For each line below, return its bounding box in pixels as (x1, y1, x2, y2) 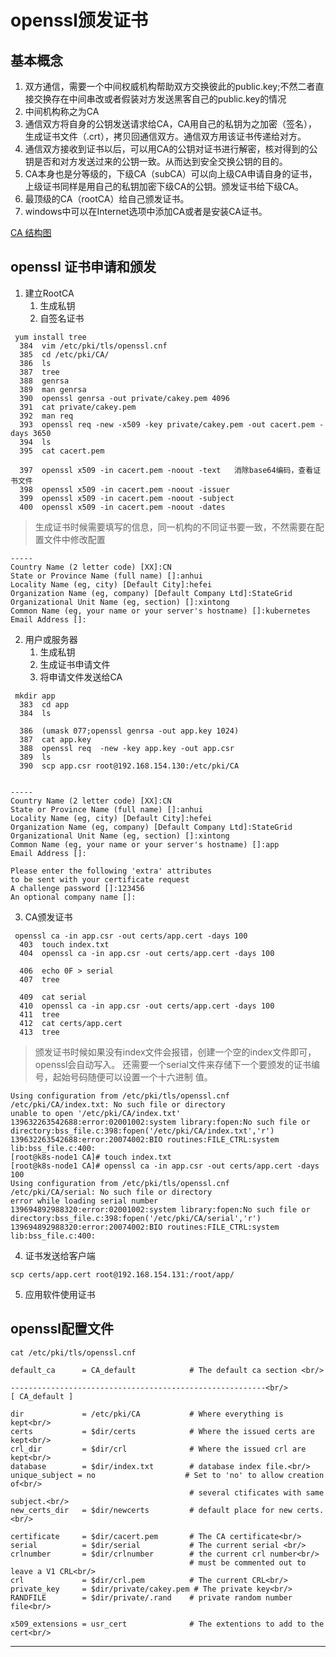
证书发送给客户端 (24, 1249, 96, 1261)
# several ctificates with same (189, 1487, 325, 1498)
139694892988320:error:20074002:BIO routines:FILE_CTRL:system (10, 1222, 280, 1232)
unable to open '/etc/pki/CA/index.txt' (10, 1108, 182, 1118)
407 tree (19, 974, 60, 985)
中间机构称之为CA (24, 106, 100, 117)
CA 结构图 (10, 227, 52, 238)
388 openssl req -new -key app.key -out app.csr (19, 743, 235, 753)
